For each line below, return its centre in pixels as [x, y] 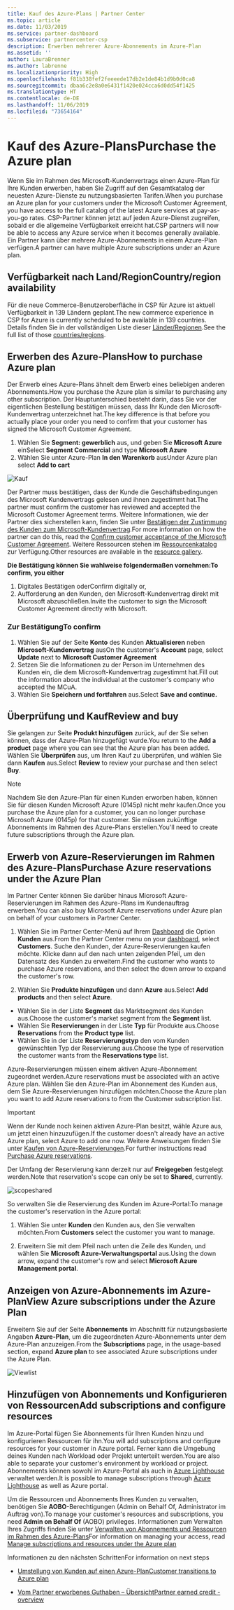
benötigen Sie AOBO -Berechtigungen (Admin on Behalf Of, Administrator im [117, 1506]
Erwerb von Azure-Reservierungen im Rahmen [111, 857]
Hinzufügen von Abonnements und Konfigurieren [117, 1394]
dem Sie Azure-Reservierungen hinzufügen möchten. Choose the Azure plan [117, 1091]
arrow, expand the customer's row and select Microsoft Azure [107, 1261]
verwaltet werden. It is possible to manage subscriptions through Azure [109, 1478]
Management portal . [47, 1269]
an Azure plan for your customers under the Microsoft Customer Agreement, [117, 203]
